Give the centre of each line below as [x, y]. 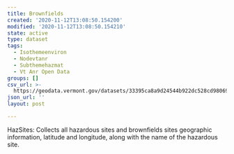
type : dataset [28, 40]
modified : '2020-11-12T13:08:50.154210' [67, 26]
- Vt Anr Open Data [42, 71]
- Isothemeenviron [40, 53]
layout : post [26, 104]
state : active [28, 33]
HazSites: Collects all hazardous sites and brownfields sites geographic [110, 130]
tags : [15, 46]
